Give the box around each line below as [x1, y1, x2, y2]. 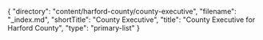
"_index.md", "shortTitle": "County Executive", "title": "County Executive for [7, 15, 256, 24]
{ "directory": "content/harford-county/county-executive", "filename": [7, 7, 237, 16]
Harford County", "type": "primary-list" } [7, 24, 141, 32]
